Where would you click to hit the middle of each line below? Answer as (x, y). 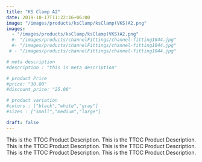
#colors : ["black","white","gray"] (52, 106)
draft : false (23, 122)
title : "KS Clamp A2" (33, 12)
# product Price (27, 78)
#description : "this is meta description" (62, 67)
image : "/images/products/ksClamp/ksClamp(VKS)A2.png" (77, 23)
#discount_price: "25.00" (39, 90)
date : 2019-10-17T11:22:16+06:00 (48, 17)
